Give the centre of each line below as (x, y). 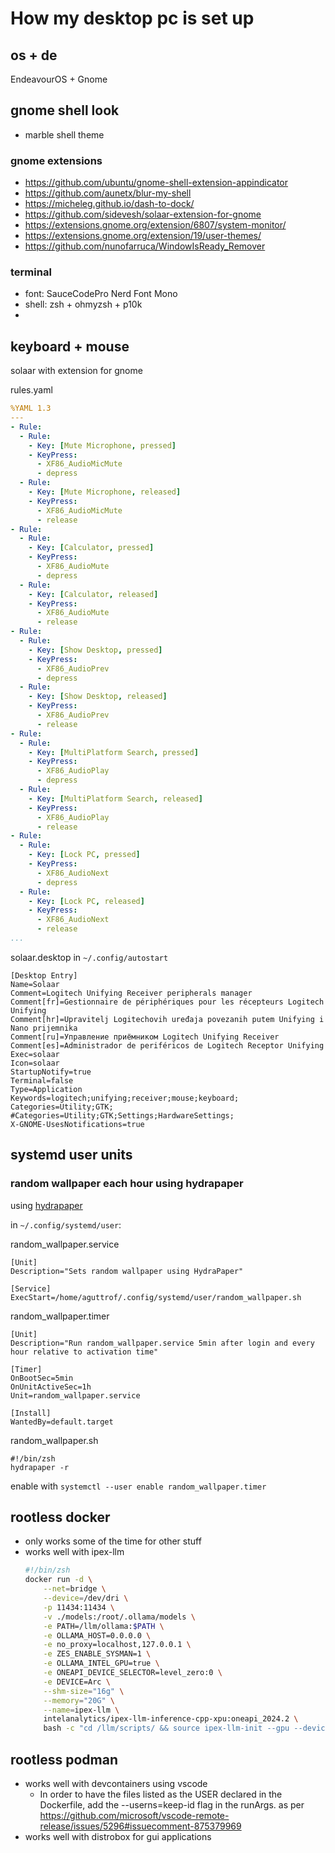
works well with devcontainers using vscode (116, 1784)
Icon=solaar (35, 1063)
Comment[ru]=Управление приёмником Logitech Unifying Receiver (145, 1037)
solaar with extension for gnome (76, 371)
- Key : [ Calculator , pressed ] (91, 548)
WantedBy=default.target (62, 1422)
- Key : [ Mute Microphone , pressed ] (102, 445)
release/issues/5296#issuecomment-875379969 (140, 1826)
